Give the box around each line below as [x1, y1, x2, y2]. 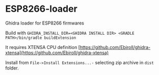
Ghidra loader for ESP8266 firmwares [5, 20, 84, 26]
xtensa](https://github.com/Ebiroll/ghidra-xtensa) [5, 49, 109, 56]
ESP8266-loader [5, 3, 77, 15]
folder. [5, 65, 19, 71]
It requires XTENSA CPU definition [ [5, 44, 81, 50]
